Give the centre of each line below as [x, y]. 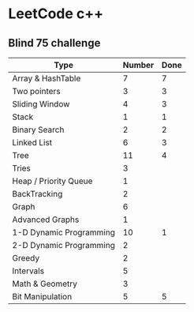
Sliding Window [41, 104]
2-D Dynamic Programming [64, 245]
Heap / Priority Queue [52, 181]
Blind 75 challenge [54, 43]
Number [138, 65]
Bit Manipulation [42, 297]
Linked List [32, 143]
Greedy [26, 258]
